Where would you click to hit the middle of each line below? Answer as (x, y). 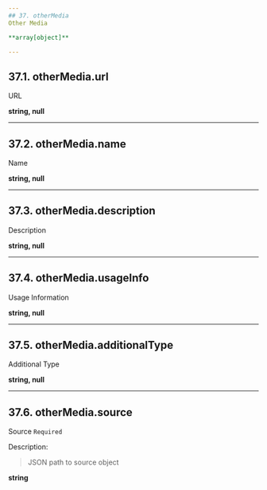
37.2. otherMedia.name (67, 144)
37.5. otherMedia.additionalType (91, 345)
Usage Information (39, 297)
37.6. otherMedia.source (70, 412)
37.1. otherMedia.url (58, 76)
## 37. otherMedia (39, 16)
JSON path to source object (73, 462)
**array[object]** (39, 37)
